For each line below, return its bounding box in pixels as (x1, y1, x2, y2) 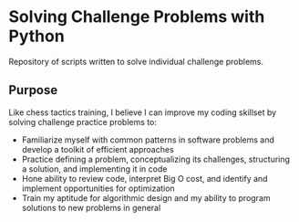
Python (8, 26, 65, 47)
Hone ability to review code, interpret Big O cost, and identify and (21, 173, 268, 184)
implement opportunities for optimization (21, 183, 175, 194)
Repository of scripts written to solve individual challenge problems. (8, 56, 264, 67)
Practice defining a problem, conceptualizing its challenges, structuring (21, 153, 291, 164)
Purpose (8, 82, 58, 98)
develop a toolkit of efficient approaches (21, 143, 174, 154)
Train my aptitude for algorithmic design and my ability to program (21, 192, 271, 203)
